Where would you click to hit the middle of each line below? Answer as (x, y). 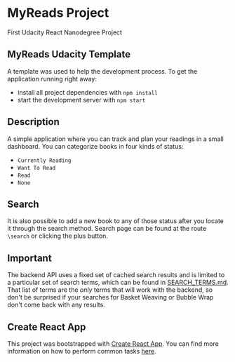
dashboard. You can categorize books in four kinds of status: (95, 146)
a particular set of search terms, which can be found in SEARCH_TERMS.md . (118, 283)
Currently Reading (44, 160)
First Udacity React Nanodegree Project (65, 32)
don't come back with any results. (56, 305)
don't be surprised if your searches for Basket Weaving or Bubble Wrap (110, 297)
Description (33, 122)
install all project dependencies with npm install (87, 92)
